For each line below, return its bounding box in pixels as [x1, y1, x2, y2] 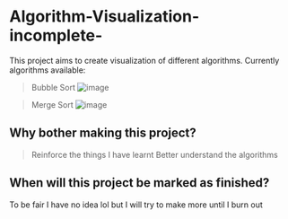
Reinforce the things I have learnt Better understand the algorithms [31, 149, 278, 160]
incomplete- [9, 25, 103, 46]
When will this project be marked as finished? [9, 175, 270, 190]
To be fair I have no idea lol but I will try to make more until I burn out [9, 199, 263, 210]
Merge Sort [31, 99, 74, 109]
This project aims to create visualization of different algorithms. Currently [9, 55, 280, 66]
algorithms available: [9, 65, 86, 75]
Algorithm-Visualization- [9, 6, 200, 27]
